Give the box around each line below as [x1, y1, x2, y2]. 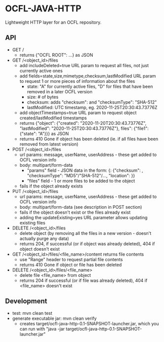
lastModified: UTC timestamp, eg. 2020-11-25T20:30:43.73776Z [27, 104, 158, 110]
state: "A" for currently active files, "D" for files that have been [27, 83, 153, 89]
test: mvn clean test [12, 310, 53, 316]
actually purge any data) [19, 235, 69, 241]
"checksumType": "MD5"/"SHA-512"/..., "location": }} [27, 172, 135, 178]
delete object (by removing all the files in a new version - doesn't [19, 230, 152, 236]
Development [5, 297, 48, 305]
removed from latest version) [19, 141, 79, 147]
